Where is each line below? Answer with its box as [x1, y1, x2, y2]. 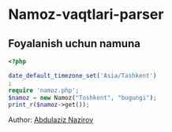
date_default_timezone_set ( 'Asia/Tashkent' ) [8, 71, 157, 79]
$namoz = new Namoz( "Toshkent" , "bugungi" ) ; [8, 93, 157, 101]
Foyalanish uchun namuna [8, 37, 140, 50]
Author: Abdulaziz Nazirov [8, 115, 94, 125]
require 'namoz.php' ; [8, 86, 80, 94]
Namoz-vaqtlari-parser [8, 5, 164, 24]
